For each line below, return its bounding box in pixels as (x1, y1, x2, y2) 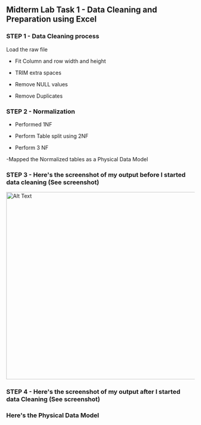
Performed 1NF (14, 120, 53, 128)
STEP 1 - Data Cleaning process (6, 32, 100, 41)
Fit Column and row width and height (14, 57, 106, 65)
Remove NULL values (14, 80, 68, 88)
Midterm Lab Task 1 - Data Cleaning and (6, 5, 157, 15)
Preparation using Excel (6, 14, 97, 25)
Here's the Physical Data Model (6, 411, 99, 420)
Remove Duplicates (14, 92, 63, 100)
